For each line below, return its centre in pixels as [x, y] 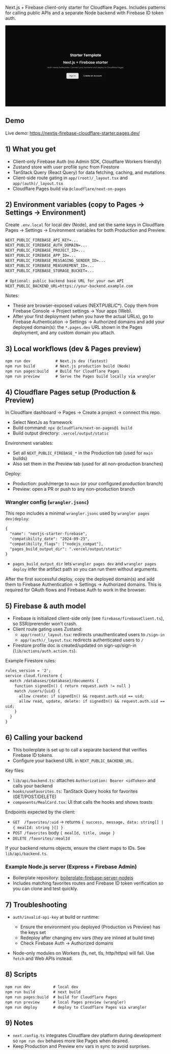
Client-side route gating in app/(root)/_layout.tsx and [70, 178]
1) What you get [31, 149]
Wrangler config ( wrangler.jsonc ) [47, 502]
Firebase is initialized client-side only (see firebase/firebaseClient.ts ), [88, 618]
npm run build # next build [43, 992]
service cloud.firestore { [34, 676]
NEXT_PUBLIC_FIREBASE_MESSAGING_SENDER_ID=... [55, 261]
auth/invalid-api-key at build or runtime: [56, 917]
